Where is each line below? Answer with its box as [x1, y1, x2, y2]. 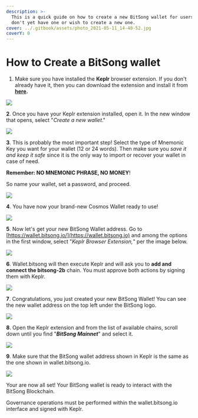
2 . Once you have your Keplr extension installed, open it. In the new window [6, 110, 190, 118]
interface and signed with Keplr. [6, 406, 84, 413]
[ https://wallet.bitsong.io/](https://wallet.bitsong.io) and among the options [6, 232, 187, 239]
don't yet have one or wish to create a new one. [11, 19, 136, 25]
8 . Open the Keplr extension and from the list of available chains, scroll [6, 324, 178, 331]
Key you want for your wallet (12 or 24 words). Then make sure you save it [6, 145, 187, 152]
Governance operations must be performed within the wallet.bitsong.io [6, 399, 178, 406]
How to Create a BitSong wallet [6, 56, 161, 69]
